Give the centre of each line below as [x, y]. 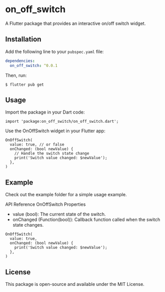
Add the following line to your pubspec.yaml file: [54, 51]
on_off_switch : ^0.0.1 [34, 65]
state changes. [28, 225]
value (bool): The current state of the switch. [59, 214]
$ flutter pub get [25, 85]
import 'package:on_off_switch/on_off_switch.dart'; [62, 122]
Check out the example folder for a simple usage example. [66, 195]
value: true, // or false [37, 145]
